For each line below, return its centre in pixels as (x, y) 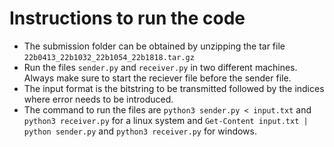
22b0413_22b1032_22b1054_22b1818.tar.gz (109, 57)
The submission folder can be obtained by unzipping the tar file (154, 46)
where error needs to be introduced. (98, 99)
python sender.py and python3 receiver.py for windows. (140, 131)
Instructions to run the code (127, 18)
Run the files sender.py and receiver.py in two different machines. (160, 67)
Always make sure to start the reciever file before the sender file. (157, 78)
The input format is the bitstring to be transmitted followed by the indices (174, 88)
